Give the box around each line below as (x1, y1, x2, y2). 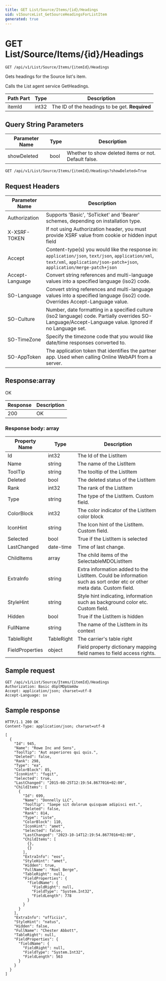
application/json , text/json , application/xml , (46, 252, 154, 259)
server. (46, 360, 63, 367)
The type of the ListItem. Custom (77, 493, 154, 500)
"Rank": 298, (14, 758, 41, 763)
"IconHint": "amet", (23, 824, 65, 829)
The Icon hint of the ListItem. (77, 521, 144, 528)
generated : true (5, 16, 39, 21)
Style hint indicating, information (77, 593, 153, 600)
